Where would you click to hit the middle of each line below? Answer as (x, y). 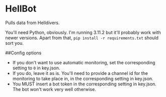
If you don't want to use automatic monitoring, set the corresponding (84, 62)
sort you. (15, 43)
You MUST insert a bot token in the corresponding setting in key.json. (85, 84)
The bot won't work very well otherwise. (54, 89)
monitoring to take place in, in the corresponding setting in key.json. (83, 78)
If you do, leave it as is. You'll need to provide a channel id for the (80, 73)
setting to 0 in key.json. (36, 68)
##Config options (23, 53)
